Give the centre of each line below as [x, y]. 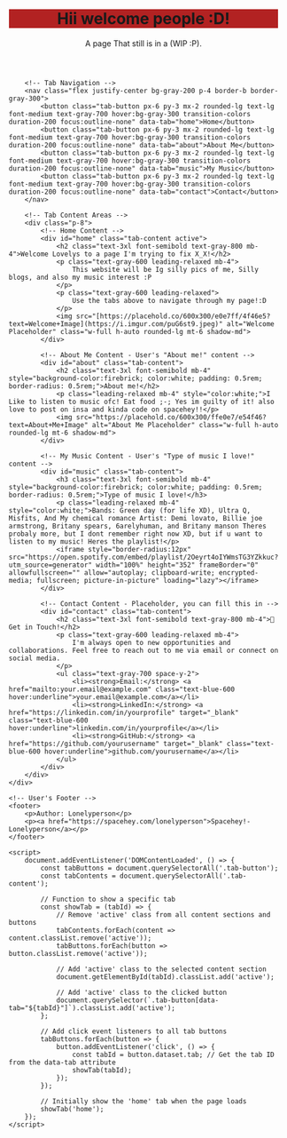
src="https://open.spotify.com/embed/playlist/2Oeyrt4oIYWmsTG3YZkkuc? [143, 557]
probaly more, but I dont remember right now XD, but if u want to [136, 534]
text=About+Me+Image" [48, 425]
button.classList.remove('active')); [78, 953]
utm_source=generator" [50, 565]
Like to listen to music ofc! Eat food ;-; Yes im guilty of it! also [142, 402]
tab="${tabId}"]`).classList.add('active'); [92, 1008]
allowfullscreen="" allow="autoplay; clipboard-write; [112, 573]
